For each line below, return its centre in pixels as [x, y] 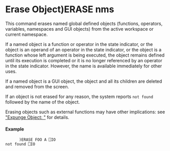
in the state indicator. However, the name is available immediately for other [84, 66]
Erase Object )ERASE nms [60, 9]
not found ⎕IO [20, 144]
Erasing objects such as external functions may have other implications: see [85, 112]
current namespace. [27, 34]
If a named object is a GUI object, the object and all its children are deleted [84, 81]
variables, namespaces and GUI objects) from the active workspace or [80, 29]
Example [15, 129]
